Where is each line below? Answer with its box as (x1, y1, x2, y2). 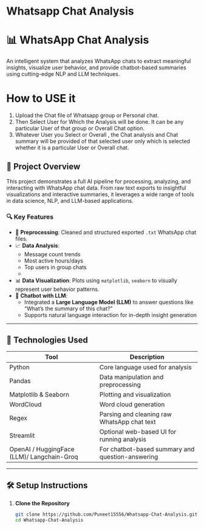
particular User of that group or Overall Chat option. (15, 125, 144, 132)
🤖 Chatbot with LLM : (15, 292, 68, 299)
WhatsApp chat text (99, 417, 156, 426)
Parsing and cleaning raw (99, 410, 172, 418)
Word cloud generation (99, 400, 165, 408)
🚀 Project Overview (6, 162, 81, 172)
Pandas (9, 377, 31, 385)
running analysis (99, 435, 147, 443)
